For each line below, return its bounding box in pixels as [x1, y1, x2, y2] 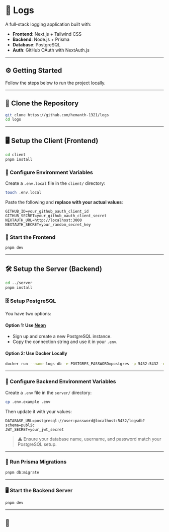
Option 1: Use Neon [5, 322, 46, 328]
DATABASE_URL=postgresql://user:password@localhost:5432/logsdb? [5, 418, 145, 423]
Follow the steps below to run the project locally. [5, 80, 106, 86]
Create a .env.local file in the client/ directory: [5, 180, 106, 186]
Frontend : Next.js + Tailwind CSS [12, 31, 82, 37]
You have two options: [5, 311, 52, 317]
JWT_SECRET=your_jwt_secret [5, 427, 64, 432]
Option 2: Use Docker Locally [5, 350, 67, 356]
